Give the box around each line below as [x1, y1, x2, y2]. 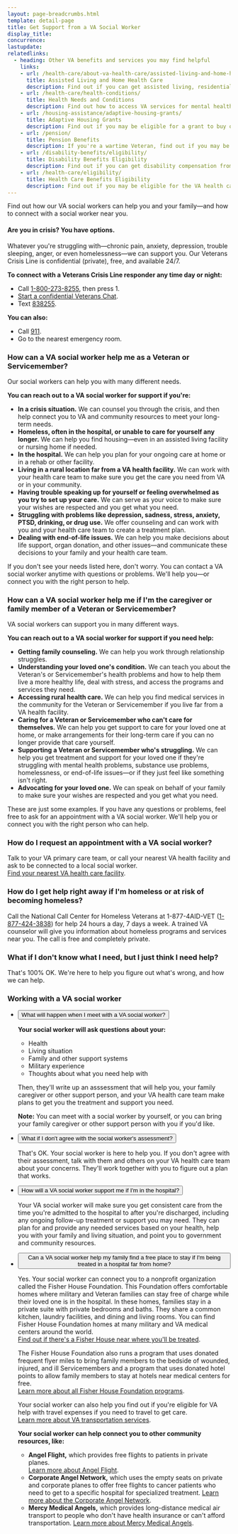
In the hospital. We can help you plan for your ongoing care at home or [17, 449, 226, 459]
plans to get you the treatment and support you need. [17, 1098, 174, 1107]
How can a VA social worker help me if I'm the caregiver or [7, 595, 212, 604]
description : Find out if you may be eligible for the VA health [25, 182, 223, 189]
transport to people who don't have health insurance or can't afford [28, 1511, 225, 1520]
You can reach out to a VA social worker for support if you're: [7, 390, 191, 399]
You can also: [7, 313, 48, 321]
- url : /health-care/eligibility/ [20, 169, 122, 176]
